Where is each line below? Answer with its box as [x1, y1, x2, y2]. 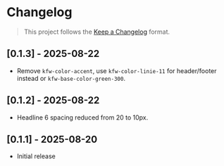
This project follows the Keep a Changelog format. [23, 27, 170, 36]
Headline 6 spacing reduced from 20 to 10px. [16, 113, 149, 122]
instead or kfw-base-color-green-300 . [16, 74, 126, 82]
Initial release [16, 152, 56, 160]
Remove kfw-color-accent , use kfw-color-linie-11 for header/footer [16, 66, 217, 75]
